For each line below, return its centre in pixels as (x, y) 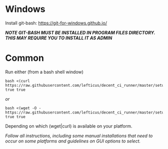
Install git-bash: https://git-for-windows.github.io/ (56, 23)
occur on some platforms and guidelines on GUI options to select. (73, 141)
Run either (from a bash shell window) (44, 72)
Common (24, 58)
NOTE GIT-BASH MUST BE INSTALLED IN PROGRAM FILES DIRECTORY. (80, 32)
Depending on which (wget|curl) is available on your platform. (69, 126)
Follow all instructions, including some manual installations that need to (79, 136)
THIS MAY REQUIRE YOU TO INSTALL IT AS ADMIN (59, 38)
